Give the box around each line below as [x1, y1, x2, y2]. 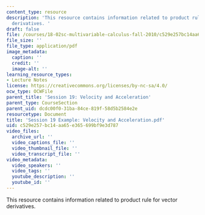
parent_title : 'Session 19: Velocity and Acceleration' [6, 94, 151, 100]
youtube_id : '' [12, 180, 51, 186]
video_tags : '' [12, 168, 51, 174]
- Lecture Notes [6, 77, 48, 83]
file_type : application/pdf [6, 43, 78, 49]
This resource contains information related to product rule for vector [6, 196, 178, 203]
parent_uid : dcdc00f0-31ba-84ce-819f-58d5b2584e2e [6, 105, 138, 112]
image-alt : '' [12, 65, 48, 72]
